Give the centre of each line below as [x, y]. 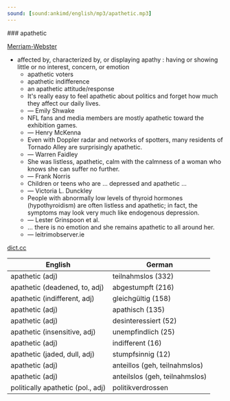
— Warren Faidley [53, 154]
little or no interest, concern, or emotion [73, 66]
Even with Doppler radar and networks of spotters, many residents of [125, 139]
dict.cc [17, 247]
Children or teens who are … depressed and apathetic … [107, 183]
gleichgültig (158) [142, 298]
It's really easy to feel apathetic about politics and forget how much [123, 96]
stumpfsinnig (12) [141, 354]
